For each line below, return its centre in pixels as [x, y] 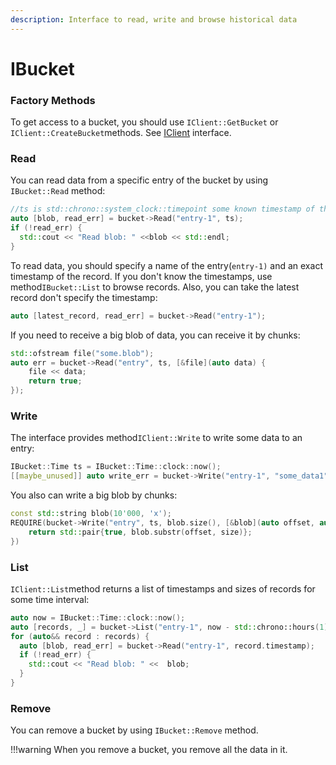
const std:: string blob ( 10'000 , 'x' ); [91, 514]
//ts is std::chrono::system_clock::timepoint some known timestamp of [162, 209]
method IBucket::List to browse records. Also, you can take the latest [155, 287]
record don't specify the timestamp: [84, 297]
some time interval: [50, 599]
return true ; [55, 381]
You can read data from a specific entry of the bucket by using [139, 180]
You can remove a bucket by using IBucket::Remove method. [134, 730]
